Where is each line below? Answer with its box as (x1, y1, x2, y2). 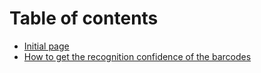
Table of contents (9, 7, 159, 30)
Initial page (23, 40, 70, 52)
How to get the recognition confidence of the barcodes (23, 50, 252, 62)
